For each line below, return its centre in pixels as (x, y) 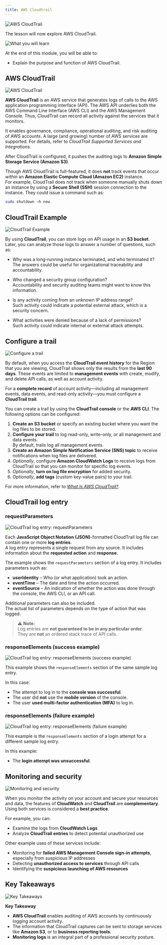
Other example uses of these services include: (53, 843)
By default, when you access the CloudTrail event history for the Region (80, 363)
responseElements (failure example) (50, 715)
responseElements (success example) (52, 647)
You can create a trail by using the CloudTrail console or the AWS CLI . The (82, 409)
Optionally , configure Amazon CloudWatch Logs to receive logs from (84, 461)
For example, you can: (28, 819)
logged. (13, 614)
